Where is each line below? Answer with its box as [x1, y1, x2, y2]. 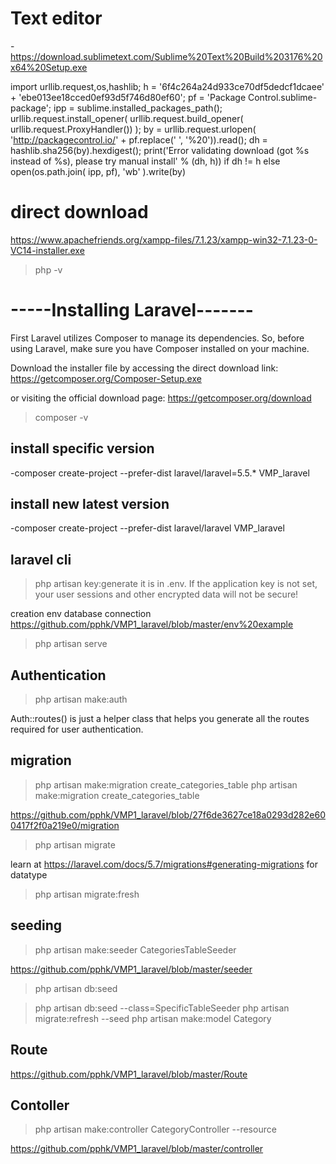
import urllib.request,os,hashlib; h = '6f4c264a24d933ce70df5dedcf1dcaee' [10, 80, 325, 92]
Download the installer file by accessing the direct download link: [10, 362, 279, 374]
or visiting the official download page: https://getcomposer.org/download [10, 392, 312, 404]
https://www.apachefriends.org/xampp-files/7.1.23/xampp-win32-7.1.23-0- [10, 233, 318, 246]
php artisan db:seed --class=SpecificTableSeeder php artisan [34, 1002, 290, 1014]
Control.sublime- [248, 91, 318, 103]
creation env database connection [10, 608, 152, 620]
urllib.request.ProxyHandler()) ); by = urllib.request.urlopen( [10, 123, 257, 135]
